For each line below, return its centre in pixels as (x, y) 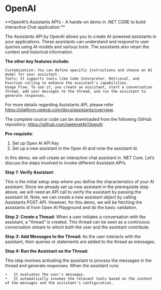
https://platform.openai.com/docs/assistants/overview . (60, 110)
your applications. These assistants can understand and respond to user (77, 41)
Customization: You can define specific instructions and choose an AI (79, 70)
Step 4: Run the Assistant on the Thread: (47, 251)
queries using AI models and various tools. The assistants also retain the (77, 47)
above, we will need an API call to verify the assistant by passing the (73, 192)
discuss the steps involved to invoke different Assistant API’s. (66, 162)
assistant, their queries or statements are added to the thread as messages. (80, 242)
